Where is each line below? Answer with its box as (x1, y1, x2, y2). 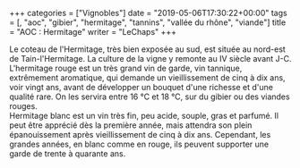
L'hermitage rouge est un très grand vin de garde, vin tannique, (9, 63, 243, 73)
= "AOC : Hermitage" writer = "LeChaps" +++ (9, 27, 177, 37)
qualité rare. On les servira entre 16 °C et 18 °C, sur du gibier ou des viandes (9, 91, 290, 102)
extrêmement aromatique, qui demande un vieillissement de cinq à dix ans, (9, 72, 286, 83)
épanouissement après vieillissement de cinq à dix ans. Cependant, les (9, 130, 271, 139)
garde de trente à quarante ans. (9, 148, 126, 159)
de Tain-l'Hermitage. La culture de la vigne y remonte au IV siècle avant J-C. (9, 54, 292, 63)
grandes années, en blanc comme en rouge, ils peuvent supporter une (9, 139, 270, 149)
